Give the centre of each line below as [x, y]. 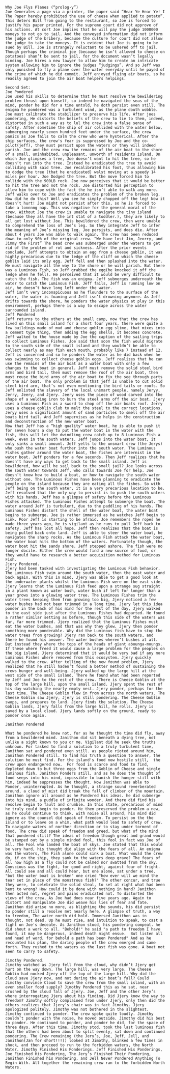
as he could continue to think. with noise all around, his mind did [81, 813]
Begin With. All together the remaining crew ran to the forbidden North [85, 1063]
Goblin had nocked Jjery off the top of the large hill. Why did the [81, 974]
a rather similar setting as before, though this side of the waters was [85, 617]
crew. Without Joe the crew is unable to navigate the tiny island [78, 212]
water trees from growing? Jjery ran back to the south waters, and [79, 635]
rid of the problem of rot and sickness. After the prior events [76, 248]
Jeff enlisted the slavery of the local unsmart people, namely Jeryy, [83, 390]
